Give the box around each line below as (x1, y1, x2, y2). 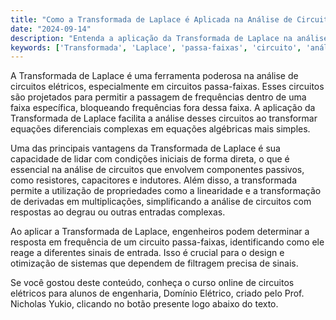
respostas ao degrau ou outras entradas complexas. (10, 206, 226, 218)
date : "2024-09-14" (10, 24, 92, 34)
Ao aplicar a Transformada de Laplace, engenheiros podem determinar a (10, 226, 310, 238)
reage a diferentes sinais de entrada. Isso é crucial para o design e (10, 247, 285, 259)
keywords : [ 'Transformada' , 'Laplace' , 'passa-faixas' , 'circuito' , (10, 42, 302, 53)
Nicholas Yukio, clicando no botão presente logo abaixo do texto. (10, 298, 279, 310)
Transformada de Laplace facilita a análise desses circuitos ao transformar (10, 112, 318, 125)
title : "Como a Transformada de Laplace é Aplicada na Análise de (10, 14, 293, 25)
